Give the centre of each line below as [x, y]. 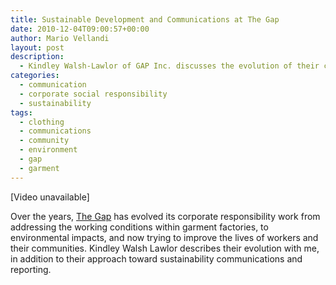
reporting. [31, 269]
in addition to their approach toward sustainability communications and [156, 258]
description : [37, 57]
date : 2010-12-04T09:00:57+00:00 [80, 29]
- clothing [42, 122]
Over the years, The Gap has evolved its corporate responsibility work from [165, 216]
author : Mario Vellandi [60, 38]
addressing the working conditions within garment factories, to [139, 227]
